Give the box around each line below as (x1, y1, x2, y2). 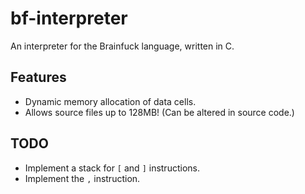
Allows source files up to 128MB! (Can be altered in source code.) (24, 106, 295, 118)
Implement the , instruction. (24, 172, 141, 184)
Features (10, 69, 67, 86)
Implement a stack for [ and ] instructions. (24, 162, 200, 174)
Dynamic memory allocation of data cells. (24, 95, 197, 107)
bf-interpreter (10, 7, 128, 30)
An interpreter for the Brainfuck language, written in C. (10, 40, 235, 52)
